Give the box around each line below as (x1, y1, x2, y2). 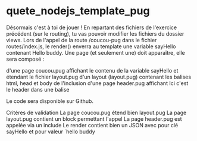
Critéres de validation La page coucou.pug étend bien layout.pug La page (6, 109, 187, 116)
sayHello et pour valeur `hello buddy (6, 128, 95, 135)
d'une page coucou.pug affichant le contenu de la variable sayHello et (6, 67, 179, 74)
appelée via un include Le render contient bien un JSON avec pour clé (6, 121, 179, 129)
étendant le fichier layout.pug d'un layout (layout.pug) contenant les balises (6, 73, 192, 80)
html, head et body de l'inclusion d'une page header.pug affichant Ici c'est (6, 79, 189, 87)
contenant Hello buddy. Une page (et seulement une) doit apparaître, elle (6, 49, 186, 56)
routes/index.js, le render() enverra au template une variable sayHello (6, 43, 176, 50)
